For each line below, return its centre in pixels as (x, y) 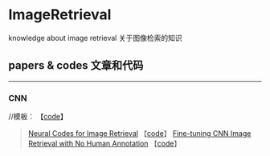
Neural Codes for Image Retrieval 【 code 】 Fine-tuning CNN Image (139, 134)
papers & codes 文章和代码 (76, 66)
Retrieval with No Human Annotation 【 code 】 (104, 144)
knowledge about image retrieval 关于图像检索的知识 (95, 38)
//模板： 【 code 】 (38, 117)
